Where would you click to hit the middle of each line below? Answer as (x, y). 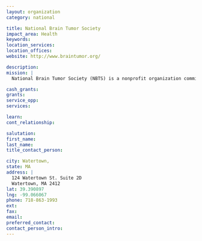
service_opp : (23, 101)
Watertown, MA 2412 (36, 183)
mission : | (20, 73)
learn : (14, 117)
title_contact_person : (35, 150)
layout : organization (33, 12)
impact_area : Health (32, 34)
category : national (31, 17)
